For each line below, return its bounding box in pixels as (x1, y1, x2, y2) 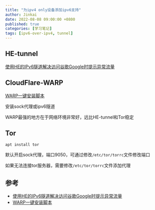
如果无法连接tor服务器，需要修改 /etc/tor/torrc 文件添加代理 (5, 163, 131, 169)
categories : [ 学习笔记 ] (5, 26, 52, 31)
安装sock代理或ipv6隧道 (5, 103, 55, 109)
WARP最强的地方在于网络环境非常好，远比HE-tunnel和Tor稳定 (5, 114, 134, 120)
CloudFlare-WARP (5, 79, 63, 87)
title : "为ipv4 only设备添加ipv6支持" (5, 7, 82, 13)
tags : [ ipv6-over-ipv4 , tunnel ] (5, 31, 73, 36)
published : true (5, 21, 39, 27)
